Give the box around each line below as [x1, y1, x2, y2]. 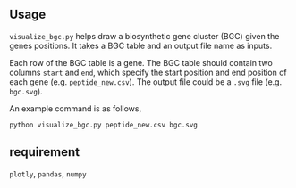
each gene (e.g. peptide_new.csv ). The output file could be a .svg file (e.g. [9, 76, 283, 87]
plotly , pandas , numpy [9, 168, 87, 179]
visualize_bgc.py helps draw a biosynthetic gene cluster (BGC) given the [9, 30, 280, 41]
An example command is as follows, [9, 102, 141, 114]
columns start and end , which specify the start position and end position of [9, 67, 288, 78]
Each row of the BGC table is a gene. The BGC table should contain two [9, 57, 273, 68]
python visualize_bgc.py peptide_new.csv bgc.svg [9, 120, 199, 129]
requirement [9, 144, 80, 159]
